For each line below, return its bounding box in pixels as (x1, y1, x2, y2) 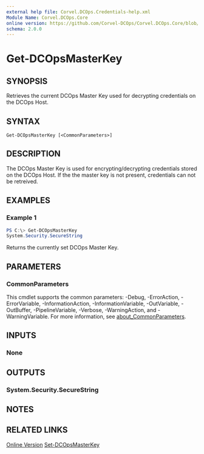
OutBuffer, (6, 307, 32, 313)
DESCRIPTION (6, 149, 61, 159)
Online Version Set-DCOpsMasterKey (6, 441, 100, 448)
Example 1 (6, 214, 37, 222)
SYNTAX (6, 116, 41, 126)
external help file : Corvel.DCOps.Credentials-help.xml (6, 8, 151, 15)
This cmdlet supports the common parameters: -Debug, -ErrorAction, (6, 294, 180, 300)
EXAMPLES (6, 195, 50, 206)
